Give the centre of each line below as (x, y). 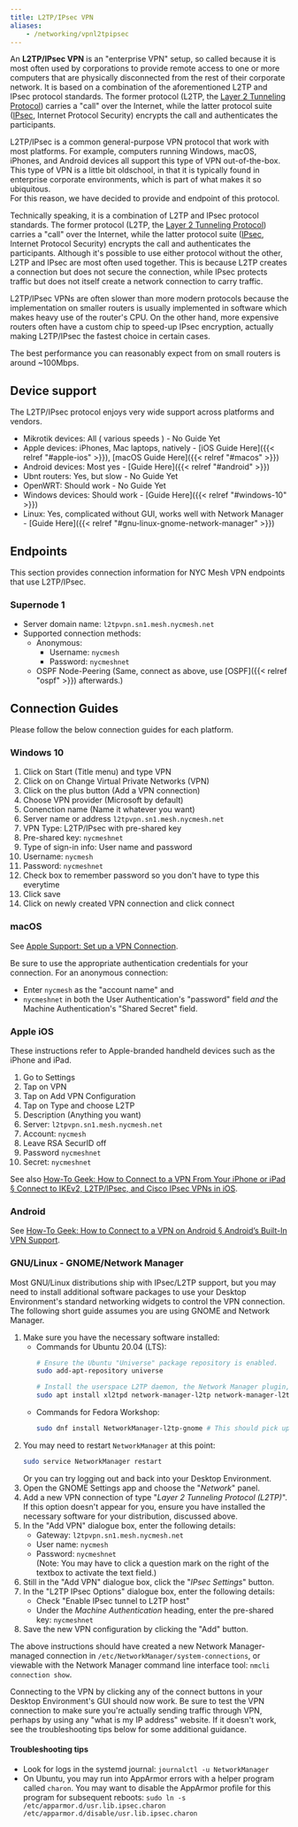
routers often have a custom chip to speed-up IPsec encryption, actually (142, 327)
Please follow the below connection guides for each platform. (122, 730)
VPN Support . (35, 1240)
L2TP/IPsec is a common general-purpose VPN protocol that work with (139, 142)
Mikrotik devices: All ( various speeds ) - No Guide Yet (122, 438)
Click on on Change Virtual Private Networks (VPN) (116, 781)
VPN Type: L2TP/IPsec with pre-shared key (102, 828)
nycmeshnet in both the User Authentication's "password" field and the (150, 999)
